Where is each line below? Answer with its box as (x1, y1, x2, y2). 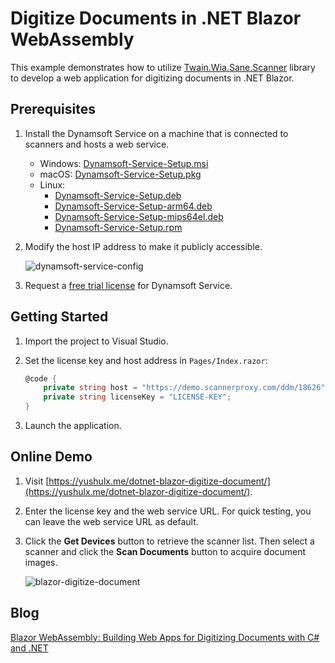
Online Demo (10, 448, 93, 466)
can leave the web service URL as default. (24, 515, 199, 527)
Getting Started (10, 308, 109, 326)
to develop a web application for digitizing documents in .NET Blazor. (10, 72, 295, 84)
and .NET (10, 642, 49, 654)
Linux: (39, 178, 66, 191)
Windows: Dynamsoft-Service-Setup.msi (39, 157, 209, 169)
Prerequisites (10, 101, 96, 118)
